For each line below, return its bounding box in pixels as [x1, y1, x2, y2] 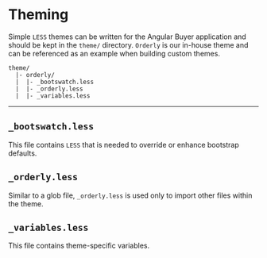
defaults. [8, 148, 37, 158]
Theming [8, 6, 69, 24]
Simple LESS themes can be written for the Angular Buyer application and [8, 32, 246, 41]
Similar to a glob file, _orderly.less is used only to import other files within [8, 191, 253, 200]
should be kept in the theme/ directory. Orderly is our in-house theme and [8, 40, 249, 49]
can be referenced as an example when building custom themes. [8, 48, 221, 58]
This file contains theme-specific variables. [8, 241, 150, 251]
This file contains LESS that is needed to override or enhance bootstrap [8, 140, 240, 149]
